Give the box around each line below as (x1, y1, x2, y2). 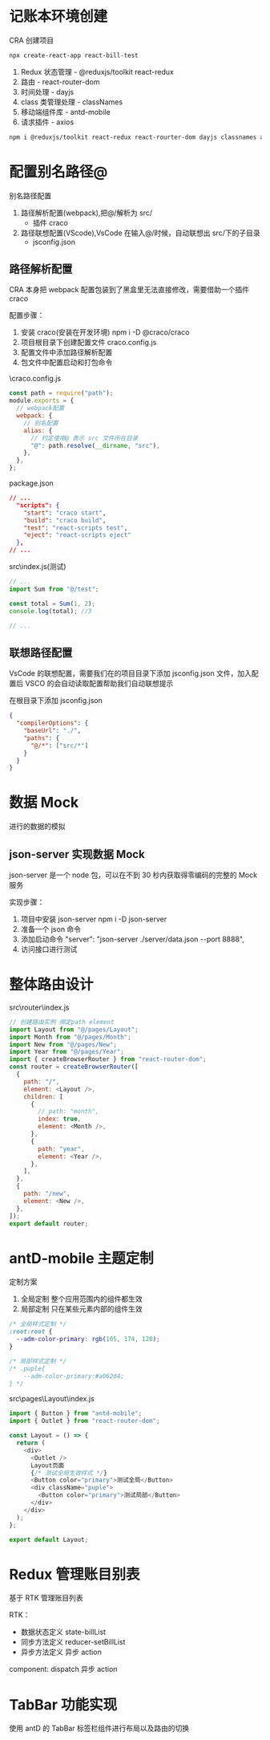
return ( (16, 1439, 46, 1447)
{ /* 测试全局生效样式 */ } (30, 1469, 107, 1477)
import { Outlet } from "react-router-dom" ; (9, 1417, 160, 1425)
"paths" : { (23, 734, 60, 742)
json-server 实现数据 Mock (9, 848, 145, 861)
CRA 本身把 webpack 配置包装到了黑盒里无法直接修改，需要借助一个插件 (9, 285, 249, 295)
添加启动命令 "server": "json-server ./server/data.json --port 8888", (20, 934, 245, 944)
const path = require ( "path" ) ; (9, 389, 114, 397)
